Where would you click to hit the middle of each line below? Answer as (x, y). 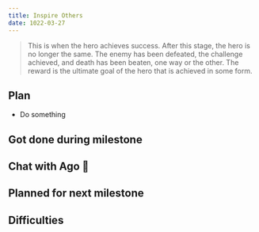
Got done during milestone (75, 139)
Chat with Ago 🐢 (49, 167)
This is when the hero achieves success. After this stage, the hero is (139, 45)
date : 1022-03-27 (37, 23)
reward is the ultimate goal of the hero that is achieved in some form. (140, 70)
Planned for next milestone (76, 194)
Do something (42, 115)
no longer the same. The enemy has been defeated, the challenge (135, 54)
